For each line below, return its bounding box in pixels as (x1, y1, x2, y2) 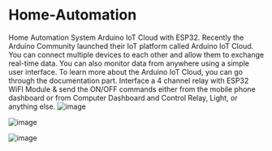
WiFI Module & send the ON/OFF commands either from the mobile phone (8, 84, 256, 94)
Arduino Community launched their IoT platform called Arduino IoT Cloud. (8, 41, 254, 50)
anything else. (8, 101, 56, 111)
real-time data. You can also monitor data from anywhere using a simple (8, 58, 250, 68)
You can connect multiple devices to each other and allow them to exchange (8, 50, 265, 59)
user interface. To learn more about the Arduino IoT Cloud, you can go (8, 67, 244, 76)
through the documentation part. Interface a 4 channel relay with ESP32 (8, 75, 249, 85)
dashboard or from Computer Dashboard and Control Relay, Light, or (8, 93, 238, 102)
